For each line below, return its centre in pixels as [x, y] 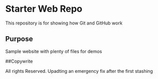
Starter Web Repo [44, 9]
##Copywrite [19, 61]
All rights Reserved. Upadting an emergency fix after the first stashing [79, 71]
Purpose [19, 39]
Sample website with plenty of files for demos [54, 51]
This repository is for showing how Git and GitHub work [64, 23]
